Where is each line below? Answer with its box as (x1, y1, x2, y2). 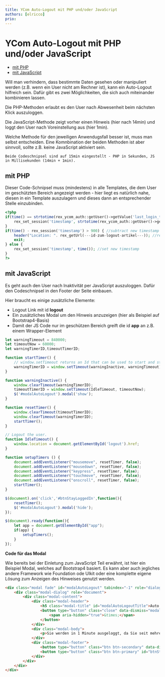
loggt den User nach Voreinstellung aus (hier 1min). (5, 124, 109, 131)
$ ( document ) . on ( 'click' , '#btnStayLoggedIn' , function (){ (5, 496, 122, 501)
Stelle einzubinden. (5, 201, 44, 206)
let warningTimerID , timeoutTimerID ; (5, 346, 80, 351)
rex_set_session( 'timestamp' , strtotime (14, 219, 98, 224)
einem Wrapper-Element (12, 328, 62, 334)
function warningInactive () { (5, 378, 67, 383)
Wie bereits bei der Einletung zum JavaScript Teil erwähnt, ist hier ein (5, 560, 146, 566)
